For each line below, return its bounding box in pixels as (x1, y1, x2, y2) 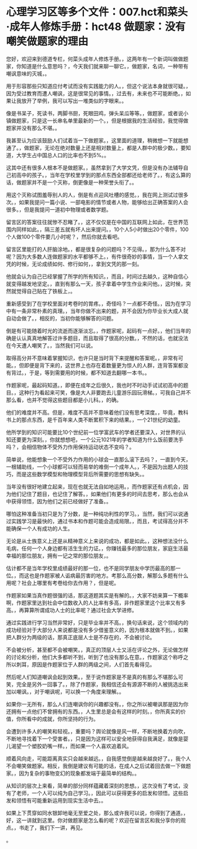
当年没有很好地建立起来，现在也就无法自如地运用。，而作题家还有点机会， (6, 483, 184, 490)
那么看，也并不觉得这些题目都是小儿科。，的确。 (6, 396, 122, 403)
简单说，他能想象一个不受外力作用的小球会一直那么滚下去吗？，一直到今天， (6, 456, 191, 463)
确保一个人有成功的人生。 (11, 524, 73, 532)
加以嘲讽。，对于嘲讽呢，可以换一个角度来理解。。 (6, 688, 124, 695)
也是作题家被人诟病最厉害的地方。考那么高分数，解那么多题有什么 (29, 571, 189, 579)
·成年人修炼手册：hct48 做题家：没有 (6, 20, 186, 34)
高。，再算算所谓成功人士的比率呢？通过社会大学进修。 (6, 606, 137, 613)
